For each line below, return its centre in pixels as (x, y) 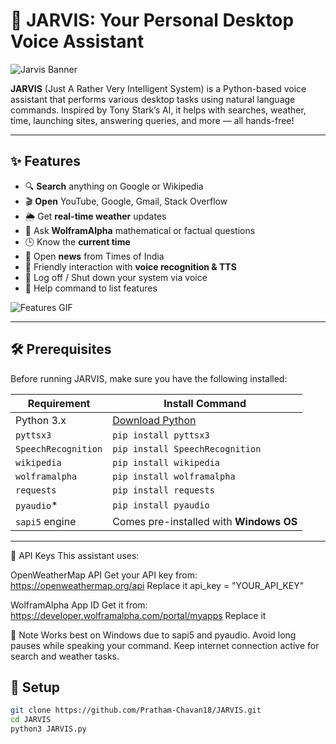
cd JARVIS (31, 720)
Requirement (59, 403)
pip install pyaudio (161, 505)
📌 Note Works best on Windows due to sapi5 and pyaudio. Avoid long (153, 635)
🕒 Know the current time (77, 241)
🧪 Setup (35, 687)
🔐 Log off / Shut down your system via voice (116, 277)
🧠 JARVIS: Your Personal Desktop (152, 20)
